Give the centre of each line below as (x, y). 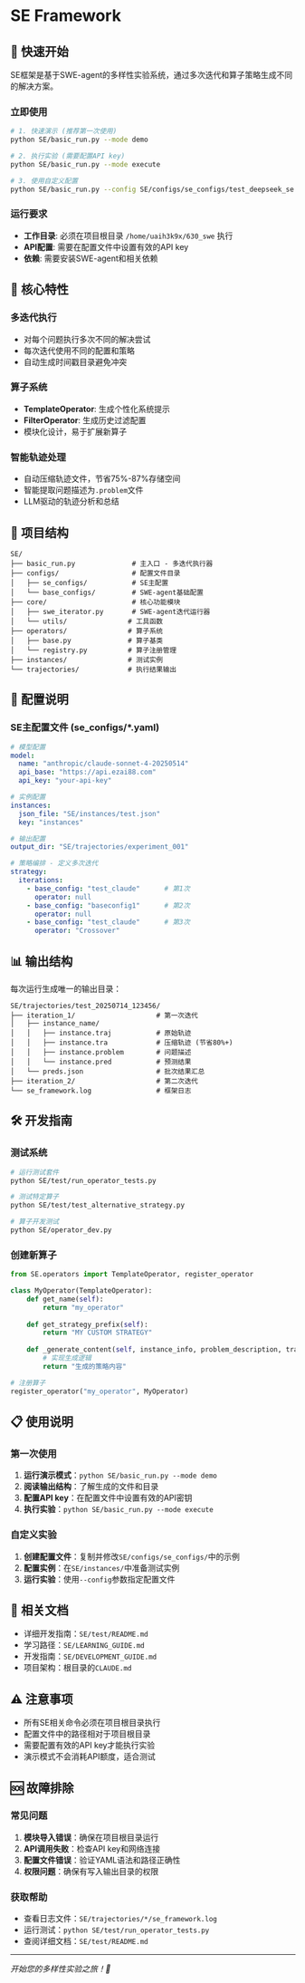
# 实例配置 (28, 797)
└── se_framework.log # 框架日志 (101, 1091)
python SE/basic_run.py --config (73, 189)
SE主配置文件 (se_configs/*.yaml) (85, 727)
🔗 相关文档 (39, 1610)
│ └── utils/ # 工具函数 (87, 621)
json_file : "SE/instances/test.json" (90, 813)
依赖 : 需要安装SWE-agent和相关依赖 (91, 258)
